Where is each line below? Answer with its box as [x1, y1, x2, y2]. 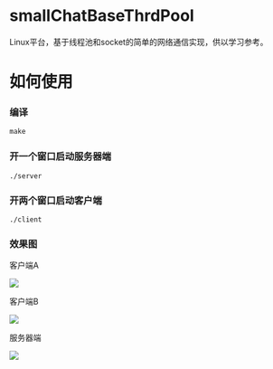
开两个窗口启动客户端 [9, 194, 102, 206]
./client [9, 214, 42, 224]
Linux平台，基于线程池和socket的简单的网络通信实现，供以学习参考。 [9, 36, 268, 47]
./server [9, 171, 42, 181]
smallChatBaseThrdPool [9, 5, 194, 26]
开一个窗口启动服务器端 [9, 150, 111, 163]
